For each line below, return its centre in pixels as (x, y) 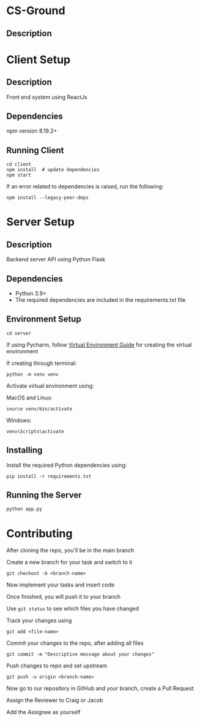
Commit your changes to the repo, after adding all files (75, 643)
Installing (24, 451)
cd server (19, 333)
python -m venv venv (33, 374)
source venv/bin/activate (39, 409)
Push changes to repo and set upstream (57, 666)
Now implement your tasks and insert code (61, 585)
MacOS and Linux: (30, 397)
